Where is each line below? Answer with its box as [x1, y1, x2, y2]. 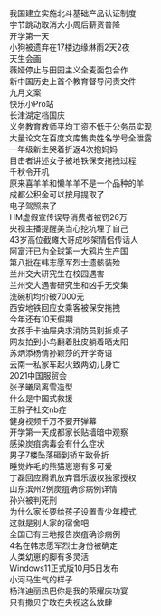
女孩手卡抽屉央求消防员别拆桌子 [9, 325, 128, 335]
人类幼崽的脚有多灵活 [9, 552, 89, 562]
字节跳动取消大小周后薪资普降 [9, 19, 120, 30]
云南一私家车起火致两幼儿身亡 [9, 359, 120, 370]
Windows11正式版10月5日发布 [9, 563, 119, 573]
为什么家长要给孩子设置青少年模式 [9, 506, 137, 516]
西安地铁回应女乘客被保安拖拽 [9, 303, 120, 313]
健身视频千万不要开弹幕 [9, 416, 97, 426]
